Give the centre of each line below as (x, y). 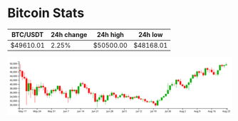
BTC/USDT (28, 35)
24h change (69, 35)
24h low (150, 35)
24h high (110, 35)
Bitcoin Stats (46, 13)
